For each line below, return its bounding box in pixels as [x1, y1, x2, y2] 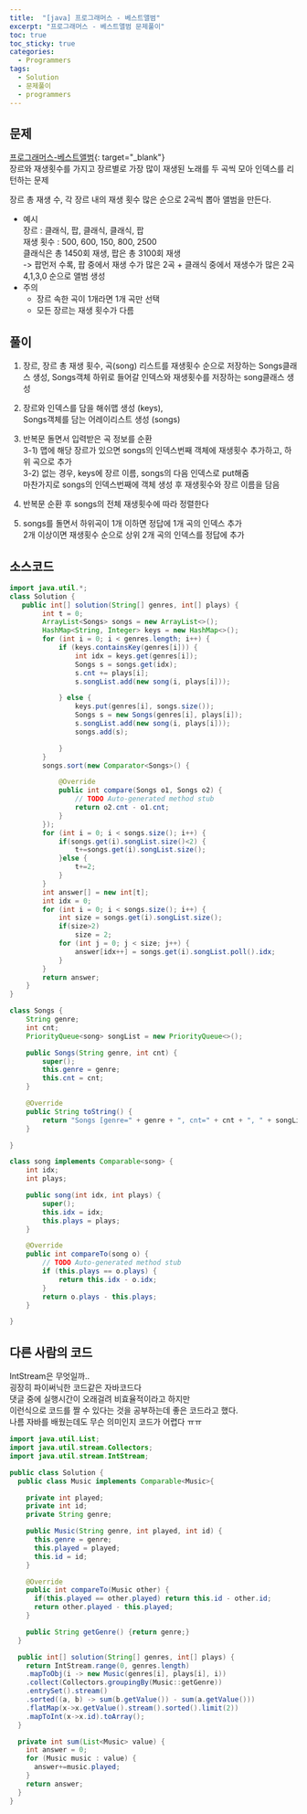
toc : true [9, 30, 48, 39]
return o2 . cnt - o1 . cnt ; [74, 803, 170, 812]
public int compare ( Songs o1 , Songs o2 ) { [58, 786, 223, 795]
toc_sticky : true [9, 38, 76, 48]
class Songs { [9, 1006, 64, 1015]
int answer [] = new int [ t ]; [42, 887, 149, 896]
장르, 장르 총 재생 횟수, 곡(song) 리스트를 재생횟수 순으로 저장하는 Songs [22, 360, 283, 371]
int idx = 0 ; [42, 896, 92, 906]
